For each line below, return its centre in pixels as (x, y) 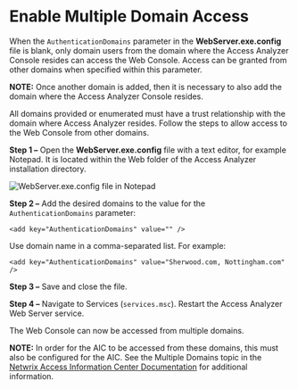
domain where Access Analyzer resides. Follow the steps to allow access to (149, 123)
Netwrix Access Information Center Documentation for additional (128, 367)
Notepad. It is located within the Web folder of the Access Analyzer (133, 159)
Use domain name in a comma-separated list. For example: (117, 245)
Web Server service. (47, 313)
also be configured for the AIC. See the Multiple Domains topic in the (136, 357)
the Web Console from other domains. (79, 132)
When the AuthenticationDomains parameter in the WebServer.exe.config (145, 41)
